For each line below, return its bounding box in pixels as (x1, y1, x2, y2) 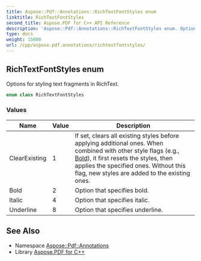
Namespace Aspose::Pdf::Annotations (14, 242, 109, 249)
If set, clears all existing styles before (74, 131, 179, 139)
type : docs (6, 31, 33, 37)
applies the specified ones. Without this (74, 161, 186, 169)
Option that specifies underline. (74, 205, 163, 214)
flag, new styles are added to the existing (74, 169, 190, 177)
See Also (6, 226, 40, 236)
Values (6, 106, 27, 114)
